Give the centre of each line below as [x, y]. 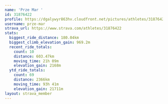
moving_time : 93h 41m [36, 84]
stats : [12, 33]
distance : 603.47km [34, 56]
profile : [14, 19]
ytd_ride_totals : [27, 70]
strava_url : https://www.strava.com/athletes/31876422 [63, 28]
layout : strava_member [28, 93]
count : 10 [24, 51]
